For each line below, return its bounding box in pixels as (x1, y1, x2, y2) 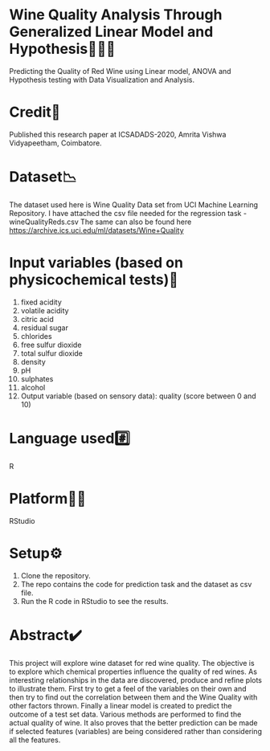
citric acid (20, 314, 55, 324)
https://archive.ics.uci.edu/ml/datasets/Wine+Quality (9, 225, 184, 235)
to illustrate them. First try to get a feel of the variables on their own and (9, 684, 247, 693)
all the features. (9, 735, 61, 745)
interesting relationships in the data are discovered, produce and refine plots (9, 675, 263, 684)
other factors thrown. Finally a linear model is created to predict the (9, 700, 232, 710)
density (20, 357, 47, 366)
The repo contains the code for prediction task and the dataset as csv (20, 579, 252, 589)
